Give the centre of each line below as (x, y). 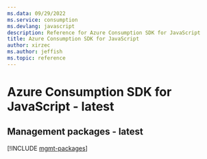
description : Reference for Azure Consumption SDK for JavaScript (104, 33)
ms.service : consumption (42, 20)
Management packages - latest (75, 132)
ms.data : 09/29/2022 (37, 13)
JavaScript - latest (61, 106)
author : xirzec (29, 45)
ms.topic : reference (37, 58)
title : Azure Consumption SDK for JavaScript (73, 39)
